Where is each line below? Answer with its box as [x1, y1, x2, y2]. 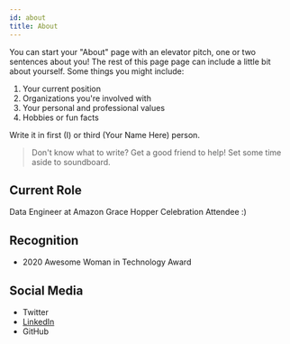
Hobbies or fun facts [22, 112, 99, 123]
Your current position [22, 83, 102, 94]
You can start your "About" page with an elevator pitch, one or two [9, 46, 257, 57]
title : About [9, 22, 59, 31]
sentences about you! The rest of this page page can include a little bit [9, 56, 272, 67]
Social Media [9, 283, 84, 298]
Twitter [22, 306, 50, 317]
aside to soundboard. [31, 156, 111, 167]
